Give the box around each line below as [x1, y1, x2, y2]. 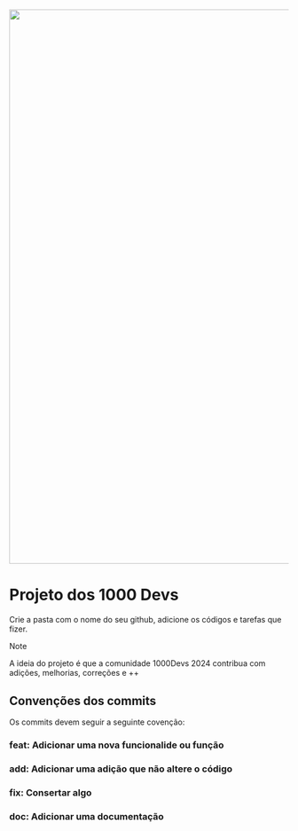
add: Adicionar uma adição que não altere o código [9, 763, 233, 775]
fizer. [9, 623, 28, 634]
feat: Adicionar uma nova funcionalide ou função [9, 739, 224, 751]
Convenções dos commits [9, 693, 157, 709]
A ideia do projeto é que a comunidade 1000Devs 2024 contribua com [9, 658, 266, 669]
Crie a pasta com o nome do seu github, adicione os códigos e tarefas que [9, 615, 282, 625]
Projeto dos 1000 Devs [9, 585, 179, 605]
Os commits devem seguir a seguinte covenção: [9, 717, 185, 727]
